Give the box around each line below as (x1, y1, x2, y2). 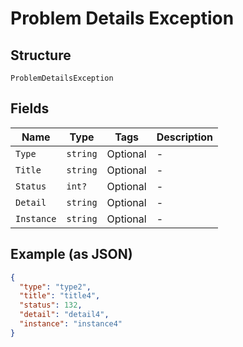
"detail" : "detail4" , (19, 310, 110, 320)
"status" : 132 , (19, 300, 83, 311)
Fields (10, 100, 50, 117)
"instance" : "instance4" (19, 319, 123, 329)
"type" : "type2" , (19, 282, 92, 292)
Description (156, 130, 214, 144)
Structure (10, 47, 72, 64)
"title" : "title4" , (19, 291, 101, 301)
